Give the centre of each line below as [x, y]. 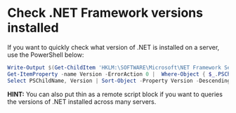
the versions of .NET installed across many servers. [82, 101]
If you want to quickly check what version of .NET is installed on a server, [113, 47]
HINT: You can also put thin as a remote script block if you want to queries [115, 94]
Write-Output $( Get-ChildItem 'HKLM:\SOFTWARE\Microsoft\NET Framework [114, 67]
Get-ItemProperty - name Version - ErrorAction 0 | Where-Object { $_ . [113, 74]
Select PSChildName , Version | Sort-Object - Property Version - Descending [119, 81]
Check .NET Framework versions [105, 13]
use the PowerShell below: [46, 55]
